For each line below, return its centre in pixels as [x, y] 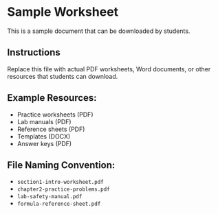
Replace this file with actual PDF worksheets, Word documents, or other [109, 69]
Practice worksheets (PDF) [55, 115]
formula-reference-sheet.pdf [59, 204]
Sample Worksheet [63, 12]
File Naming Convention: [61, 165]
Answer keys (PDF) [44, 143]
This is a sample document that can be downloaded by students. [99, 31]
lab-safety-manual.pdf [50, 197]
